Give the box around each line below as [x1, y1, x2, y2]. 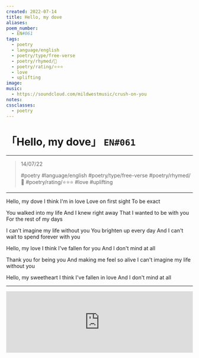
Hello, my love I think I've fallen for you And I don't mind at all [6, 245, 156, 252]
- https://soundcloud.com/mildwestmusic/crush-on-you [11, 91, 147, 97]
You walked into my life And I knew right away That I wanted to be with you [6, 209, 190, 217]
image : [6, 80, 23, 86]
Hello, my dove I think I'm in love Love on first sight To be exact [6, 198, 161, 205]
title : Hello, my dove [6, 14, 62, 20]
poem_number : [6, 25, 38, 31]
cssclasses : [6, 102, 36, 108]
